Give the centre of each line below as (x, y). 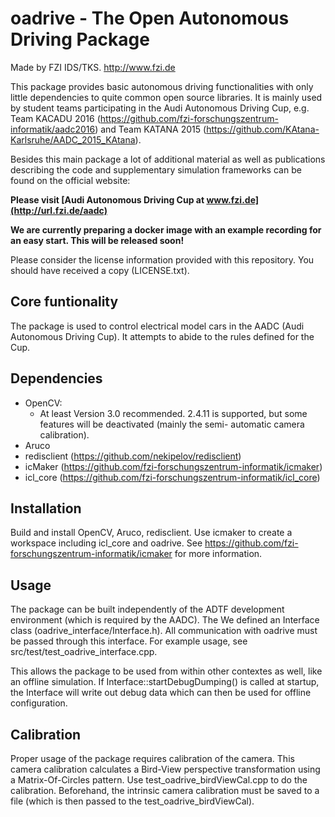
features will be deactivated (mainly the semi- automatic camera (172, 424)
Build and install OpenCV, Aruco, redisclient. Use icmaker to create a (151, 533)
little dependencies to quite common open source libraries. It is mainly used (166, 97)
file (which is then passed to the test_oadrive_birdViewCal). (132, 801)
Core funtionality (64, 302)
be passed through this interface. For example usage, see (129, 641)
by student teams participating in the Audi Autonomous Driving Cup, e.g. (160, 108)
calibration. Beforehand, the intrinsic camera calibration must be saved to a (165, 790)
